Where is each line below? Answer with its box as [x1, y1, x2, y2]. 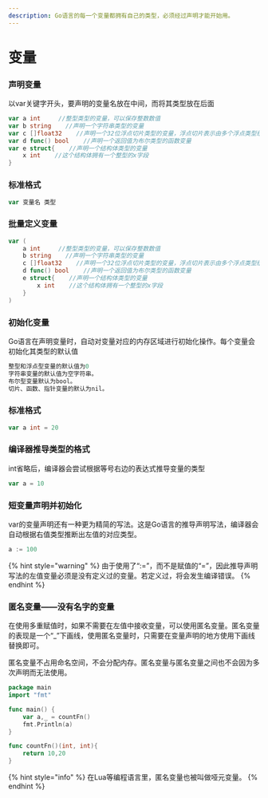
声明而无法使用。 [14, 668, 72, 678]
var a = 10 [8, 480, 45, 488]
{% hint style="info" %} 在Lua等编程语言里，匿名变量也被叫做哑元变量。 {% [8, 772, 258, 782]
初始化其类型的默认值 [8, 346, 78, 356]
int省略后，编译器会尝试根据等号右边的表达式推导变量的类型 [8, 464, 206, 473]
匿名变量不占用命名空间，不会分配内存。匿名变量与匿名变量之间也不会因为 [8, 658, 253, 667]
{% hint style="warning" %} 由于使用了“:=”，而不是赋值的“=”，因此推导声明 [8, 560, 258, 571]
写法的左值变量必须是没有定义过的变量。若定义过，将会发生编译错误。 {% [8, 571, 251, 580]
